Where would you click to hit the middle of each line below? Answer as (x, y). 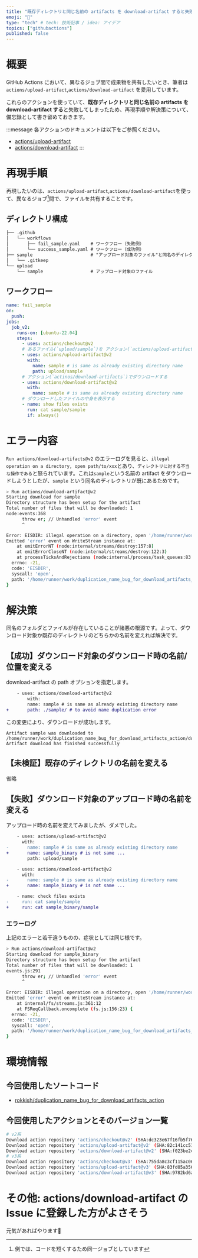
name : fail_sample (29, 305)
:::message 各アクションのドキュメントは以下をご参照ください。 (85, 130)
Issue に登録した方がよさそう (77, 1213)
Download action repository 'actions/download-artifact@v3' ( (84, 1173)
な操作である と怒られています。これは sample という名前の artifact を (86, 473)
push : (18, 316)
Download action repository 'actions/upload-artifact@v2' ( (82, 1145)
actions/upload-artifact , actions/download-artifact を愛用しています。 (94, 90)
